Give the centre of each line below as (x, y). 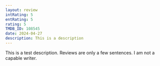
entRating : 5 (19, 19)
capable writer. (21, 58)
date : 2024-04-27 (24, 34)
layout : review (22, 10)
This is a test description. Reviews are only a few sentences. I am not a (80, 53)
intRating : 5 (19, 15)
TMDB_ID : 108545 (23, 29)
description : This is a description (44, 39)
